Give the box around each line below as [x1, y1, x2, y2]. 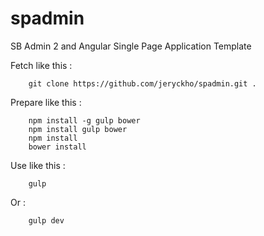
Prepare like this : [10, 96, 82, 108]
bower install [28, 142, 87, 152]
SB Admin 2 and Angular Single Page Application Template [10, 40, 252, 52]
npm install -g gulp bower [28, 115, 141, 126]
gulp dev [28, 215, 65, 226]
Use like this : [10, 159, 66, 171]
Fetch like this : [10, 59, 73, 71]
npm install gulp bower [28, 124, 128, 134]
